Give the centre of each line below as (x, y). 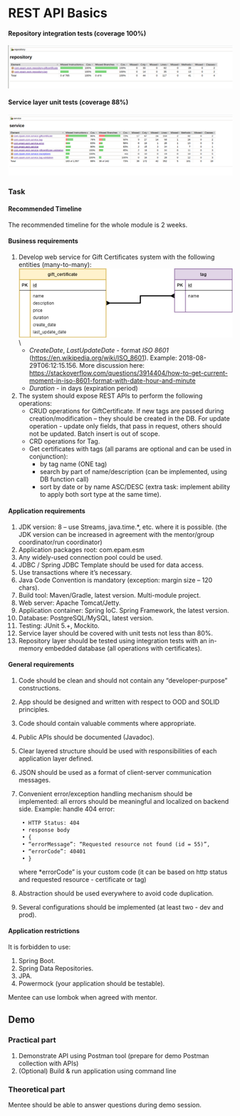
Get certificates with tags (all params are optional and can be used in (130, 449)
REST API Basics (58, 13)
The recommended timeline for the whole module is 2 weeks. (98, 225)
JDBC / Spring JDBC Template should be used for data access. (111, 565)
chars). (29, 588)
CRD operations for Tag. (64, 441)
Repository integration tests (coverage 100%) (77, 33)
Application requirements (47, 511)
